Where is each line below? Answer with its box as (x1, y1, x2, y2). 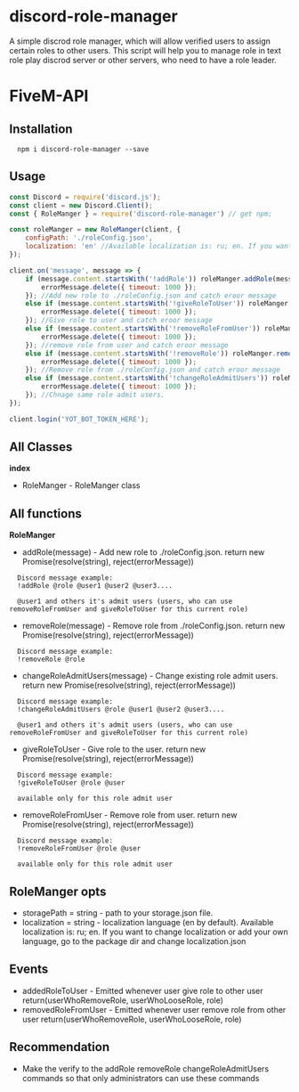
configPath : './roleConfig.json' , (25, 233, 153, 242)
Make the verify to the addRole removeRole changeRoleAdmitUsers (21, 1063, 270, 1074)
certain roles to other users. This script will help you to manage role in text (9, 45, 282, 55)
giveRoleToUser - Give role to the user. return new (21, 744, 206, 754)
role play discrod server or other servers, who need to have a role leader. (9, 54, 278, 65)
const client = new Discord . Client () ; (9, 200, 153, 210)
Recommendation (9, 1039, 109, 1055)
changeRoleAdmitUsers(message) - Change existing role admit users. (21, 671, 279, 681)
